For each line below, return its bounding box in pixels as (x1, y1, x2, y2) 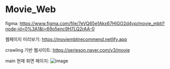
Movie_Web (5, 4, 56, 15)
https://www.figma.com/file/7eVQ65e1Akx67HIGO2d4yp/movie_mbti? (19, 20, 165, 26)
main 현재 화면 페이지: (5, 57, 49, 64)
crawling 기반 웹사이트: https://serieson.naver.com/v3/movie (5, 47, 130, 53)
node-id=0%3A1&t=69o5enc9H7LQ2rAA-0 (5, 25, 95, 31)
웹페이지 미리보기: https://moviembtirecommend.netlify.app (5, 36, 127, 42)
